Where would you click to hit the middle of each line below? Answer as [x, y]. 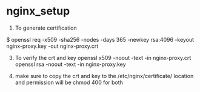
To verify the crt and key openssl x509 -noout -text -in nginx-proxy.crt [103, 57]
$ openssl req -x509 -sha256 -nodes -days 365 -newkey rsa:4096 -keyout [100, 39]
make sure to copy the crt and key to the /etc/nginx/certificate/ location [104, 76]
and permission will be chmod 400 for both [69, 82]
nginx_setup [38, 11]
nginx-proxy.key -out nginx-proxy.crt [52, 46]
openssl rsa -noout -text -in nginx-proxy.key [70, 64]
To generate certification [46, 28]
